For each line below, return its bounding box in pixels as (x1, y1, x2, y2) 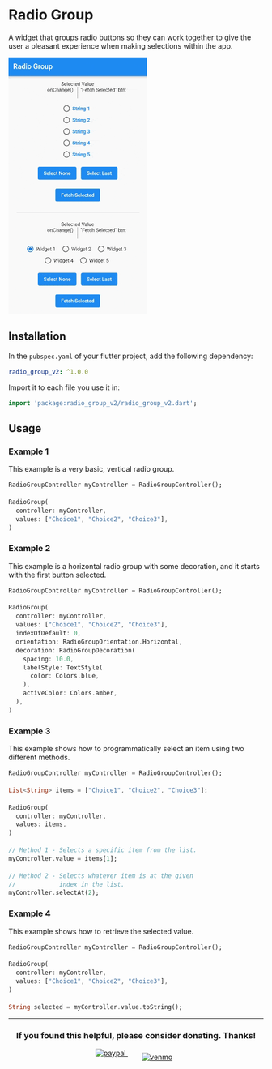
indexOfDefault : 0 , (15, 630, 82, 638)
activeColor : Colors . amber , (23, 689, 117, 698)
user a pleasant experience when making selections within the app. (8, 41, 233, 50)
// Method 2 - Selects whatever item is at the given (8, 871, 194, 880)
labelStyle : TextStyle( (23, 663, 104, 672)
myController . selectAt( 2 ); (8, 889, 100, 897)
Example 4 (8, 908, 51, 919)
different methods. (8, 752, 70, 763)
